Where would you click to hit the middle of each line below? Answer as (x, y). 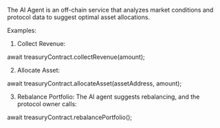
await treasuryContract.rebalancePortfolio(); (70, 117)
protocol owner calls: (47, 104)
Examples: (22, 30)
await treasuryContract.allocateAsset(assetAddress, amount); (95, 84)
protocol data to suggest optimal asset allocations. (78, 17)
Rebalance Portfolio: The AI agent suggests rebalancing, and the (108, 97)
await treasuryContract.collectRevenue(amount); (76, 57)
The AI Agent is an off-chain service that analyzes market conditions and (110, 10)
